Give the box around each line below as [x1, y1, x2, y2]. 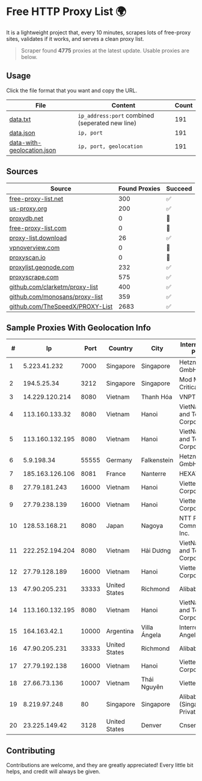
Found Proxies [118, 184, 161, 193]
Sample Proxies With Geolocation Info [6, 322, 151, 333]
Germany [106, 456, 132, 465]
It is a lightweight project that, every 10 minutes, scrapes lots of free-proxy [6, 28, 191, 36]
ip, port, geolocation [78, 143, 143, 149]
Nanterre [141, 469, 167, 478]
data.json [9, 128, 35, 137]
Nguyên [141, 683, 164, 691]
